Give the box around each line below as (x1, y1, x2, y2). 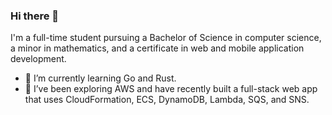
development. (10, 53, 67, 65)
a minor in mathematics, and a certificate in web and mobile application (10, 42, 305, 54)
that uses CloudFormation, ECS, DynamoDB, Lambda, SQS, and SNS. (24, 94, 310, 106)
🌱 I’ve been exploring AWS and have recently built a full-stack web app (24, 83, 318, 95)
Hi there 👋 (10, 9, 60, 23)
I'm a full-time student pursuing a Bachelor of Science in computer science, (10, 32, 322, 44)
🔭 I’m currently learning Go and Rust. (24, 72, 177, 84)
